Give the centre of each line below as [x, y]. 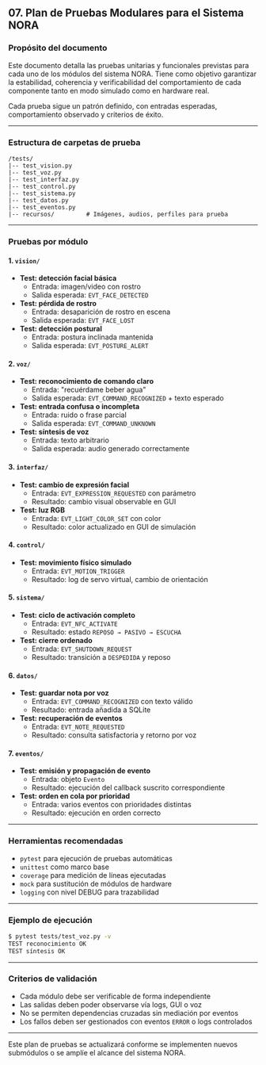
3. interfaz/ [28, 466]
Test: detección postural [61, 329]
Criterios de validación [53, 979]
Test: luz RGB [42, 510]
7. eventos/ [26, 753]
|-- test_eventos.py [42, 207]
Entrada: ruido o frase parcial [79, 415]
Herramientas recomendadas [66, 841]
